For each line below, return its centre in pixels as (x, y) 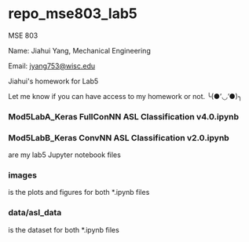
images (23, 175)
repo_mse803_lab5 (73, 14)
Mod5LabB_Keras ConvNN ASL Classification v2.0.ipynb (119, 137)
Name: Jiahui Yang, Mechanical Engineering (79, 50)
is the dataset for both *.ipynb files (64, 229)
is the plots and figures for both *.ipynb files (79, 192)
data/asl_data (35, 213)
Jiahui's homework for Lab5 (53, 81)
